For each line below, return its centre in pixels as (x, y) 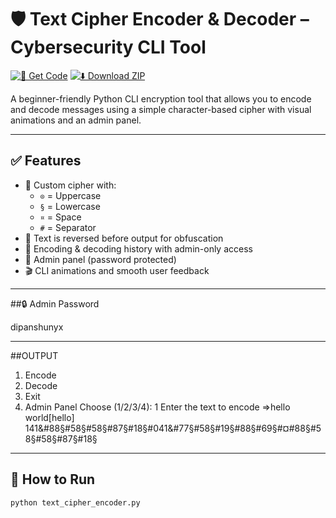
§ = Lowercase (70, 206)
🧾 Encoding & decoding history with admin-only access (138, 248)
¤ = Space (60, 217)
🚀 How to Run (53, 479)
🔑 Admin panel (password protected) (100, 259)
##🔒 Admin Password (55, 303)
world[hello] (49, 417)
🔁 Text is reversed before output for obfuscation (124, 238)
